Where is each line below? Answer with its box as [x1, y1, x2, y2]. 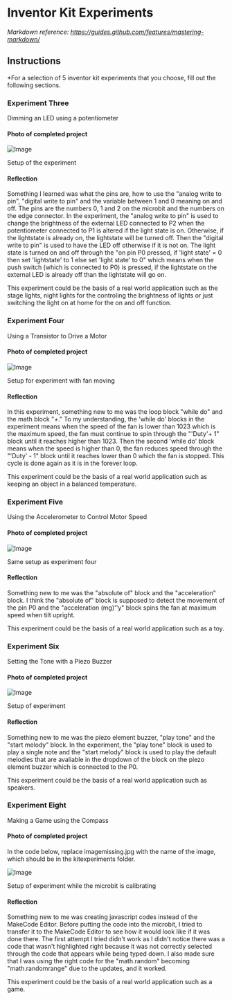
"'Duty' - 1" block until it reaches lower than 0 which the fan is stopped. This [7, 452, 225, 460]
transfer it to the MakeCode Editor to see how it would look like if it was [7, 927, 211, 936]
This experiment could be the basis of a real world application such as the [7, 284, 218, 292]
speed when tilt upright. [7, 610, 75, 619]
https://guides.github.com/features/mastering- [70, 28, 204, 36]
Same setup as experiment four [7, 557, 97, 565]
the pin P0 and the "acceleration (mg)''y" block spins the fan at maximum [7, 603, 217, 612]
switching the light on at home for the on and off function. [7, 299, 172, 307]
